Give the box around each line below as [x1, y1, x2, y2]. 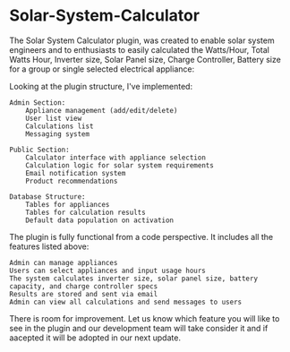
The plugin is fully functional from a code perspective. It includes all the [9, 231, 274, 242]
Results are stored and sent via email [9, 289, 158, 298]
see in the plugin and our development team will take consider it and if [9, 322, 269, 333]
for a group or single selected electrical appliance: [9, 64, 195, 74]
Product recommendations [25, 176, 118, 185]
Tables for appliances [25, 200, 110, 209]
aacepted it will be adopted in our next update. [9, 332, 182, 343]
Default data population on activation [25, 216, 175, 225]
